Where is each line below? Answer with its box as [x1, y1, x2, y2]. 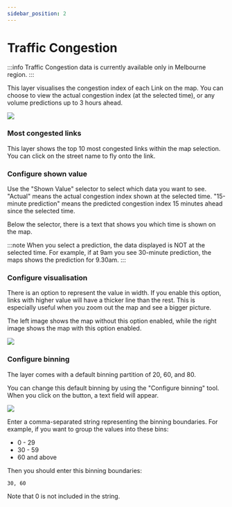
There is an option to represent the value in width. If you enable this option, [7, 289, 222, 297]
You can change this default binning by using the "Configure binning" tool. [7, 384, 220, 392]
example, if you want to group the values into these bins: [7, 425, 169, 433]
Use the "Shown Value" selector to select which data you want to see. [7, 185, 206, 193]
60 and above [17, 453, 57, 461]
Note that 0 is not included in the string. [7, 492, 121, 500]
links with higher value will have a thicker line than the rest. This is [7, 296, 196, 305]
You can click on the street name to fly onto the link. [7, 152, 156, 160]
